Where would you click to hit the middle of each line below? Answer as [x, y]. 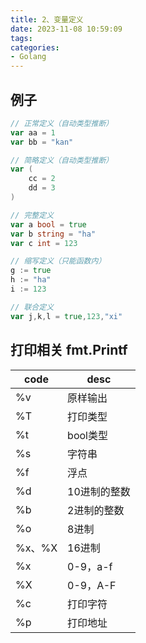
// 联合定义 [32, 307]
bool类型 [87, 435]
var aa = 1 [33, 132]
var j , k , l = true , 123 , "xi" [66, 316]
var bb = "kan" [42, 142]
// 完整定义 [32, 215]
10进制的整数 [99, 491]
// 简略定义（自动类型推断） [62, 160]
